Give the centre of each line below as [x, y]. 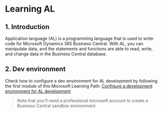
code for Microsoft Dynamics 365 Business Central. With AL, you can [74, 44]
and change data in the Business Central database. [56, 54]
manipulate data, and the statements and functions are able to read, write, [79, 49]
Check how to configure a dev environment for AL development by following [81, 81]
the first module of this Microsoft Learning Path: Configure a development [79, 86]
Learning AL [30, 9]
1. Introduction [27, 27]
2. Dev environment [35, 69]
